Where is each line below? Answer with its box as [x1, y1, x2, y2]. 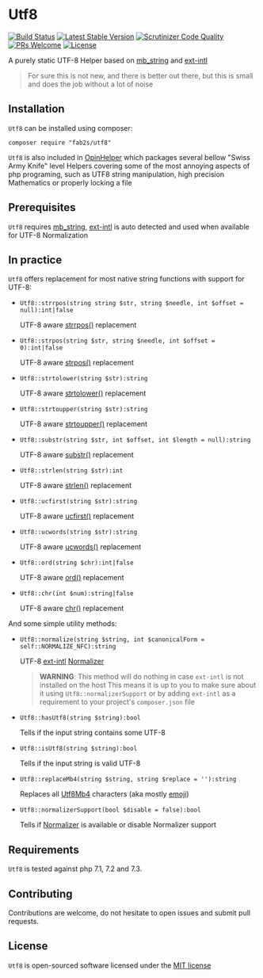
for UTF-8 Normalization [8, 230, 89, 239]
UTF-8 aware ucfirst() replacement [19, 511, 135, 521]
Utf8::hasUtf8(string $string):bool [19, 714, 141, 722]
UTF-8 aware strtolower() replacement [19, 388, 147, 398]
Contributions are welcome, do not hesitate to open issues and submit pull [8, 908, 251, 917]
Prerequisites [8, 201, 76, 215]
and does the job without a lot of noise [27, 79, 154, 89]
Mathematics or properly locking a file [8, 178, 132, 187]
